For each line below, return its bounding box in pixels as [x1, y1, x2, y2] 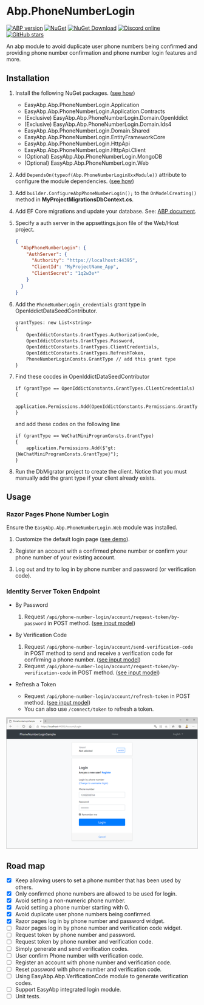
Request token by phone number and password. [15, 931, 135, 939]
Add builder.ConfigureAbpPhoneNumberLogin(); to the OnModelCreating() [15, 189, 197, 196]
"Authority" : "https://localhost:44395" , [31, 257, 138, 264]
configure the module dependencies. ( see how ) [15, 178, 135, 185]
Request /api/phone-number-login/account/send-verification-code [24, 643, 194, 650]
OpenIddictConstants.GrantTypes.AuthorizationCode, [26, 331, 160, 338]
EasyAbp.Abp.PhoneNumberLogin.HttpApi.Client [24, 146, 146, 153]
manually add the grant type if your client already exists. [15, 474, 156, 482]
